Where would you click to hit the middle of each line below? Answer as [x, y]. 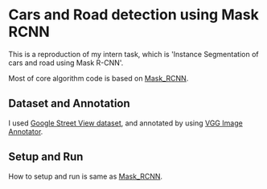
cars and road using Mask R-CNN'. [66, 63]
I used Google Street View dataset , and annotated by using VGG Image [125, 123]
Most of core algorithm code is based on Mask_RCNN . [99, 78]
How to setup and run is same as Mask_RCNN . [86, 176]
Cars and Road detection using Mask [133, 15]
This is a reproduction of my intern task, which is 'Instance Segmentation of [133, 54]
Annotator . [26, 131]
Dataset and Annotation [69, 103]
